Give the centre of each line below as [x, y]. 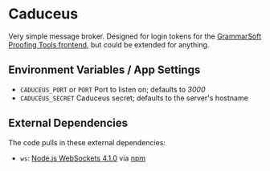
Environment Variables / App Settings [104, 70]
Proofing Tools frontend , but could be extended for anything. [109, 44]
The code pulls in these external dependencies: [87, 142]
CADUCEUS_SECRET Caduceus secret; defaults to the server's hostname [134, 98]
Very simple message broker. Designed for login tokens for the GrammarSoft [135, 36]
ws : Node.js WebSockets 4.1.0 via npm [83, 158]
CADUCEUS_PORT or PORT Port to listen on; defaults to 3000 [112, 89]
